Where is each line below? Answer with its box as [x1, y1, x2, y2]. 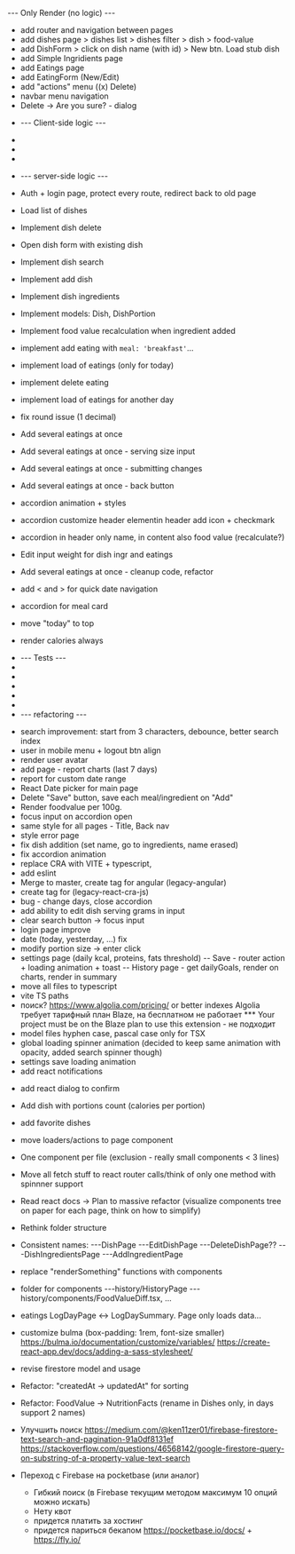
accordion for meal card [19, 601, 109, 611]
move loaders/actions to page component [19, 1135, 174, 1145]
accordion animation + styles [19, 497, 127, 508]
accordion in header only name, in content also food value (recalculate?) [19, 532, 285, 543]
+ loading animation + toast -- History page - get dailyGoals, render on [19, 963, 279, 972]
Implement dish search [19, 257, 105, 267]
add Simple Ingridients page [19, 53, 124, 63]
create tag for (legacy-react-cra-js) [19, 887, 149, 897]
